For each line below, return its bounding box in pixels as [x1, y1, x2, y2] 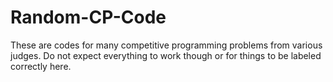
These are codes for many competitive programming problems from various [10, 39, 323, 51]
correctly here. [10, 60, 72, 72]
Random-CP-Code [10, 6, 167, 29]
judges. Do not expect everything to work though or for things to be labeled [10, 49, 322, 61]
